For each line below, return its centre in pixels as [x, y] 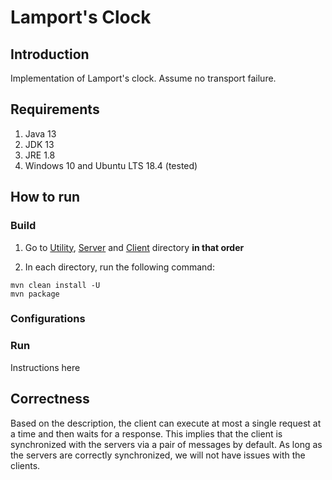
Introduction [50, 54]
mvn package [35, 294]
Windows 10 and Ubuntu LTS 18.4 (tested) [111, 165]
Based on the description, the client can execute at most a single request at [166, 423]
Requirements [55, 109]
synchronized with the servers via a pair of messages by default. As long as [166, 444]
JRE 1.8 [40, 155]
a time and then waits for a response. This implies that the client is [146, 433]
